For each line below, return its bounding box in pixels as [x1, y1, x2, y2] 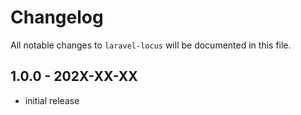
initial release [24, 94, 80, 106]
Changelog [10, 6, 104, 29]
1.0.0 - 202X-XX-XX [10, 68, 138, 85]
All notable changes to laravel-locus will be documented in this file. [10, 39, 292, 51]
